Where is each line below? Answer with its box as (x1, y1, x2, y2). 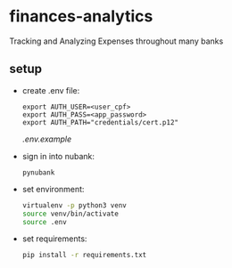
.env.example (21, 134, 72, 144)
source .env (21, 217, 67, 226)
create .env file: (21, 85, 80, 95)
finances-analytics (9, 6, 153, 27)
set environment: (21, 183, 85, 194)
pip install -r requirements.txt (21, 251, 147, 260)
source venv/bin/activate (21, 209, 119, 218)
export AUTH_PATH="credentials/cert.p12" (21, 118, 178, 126)
